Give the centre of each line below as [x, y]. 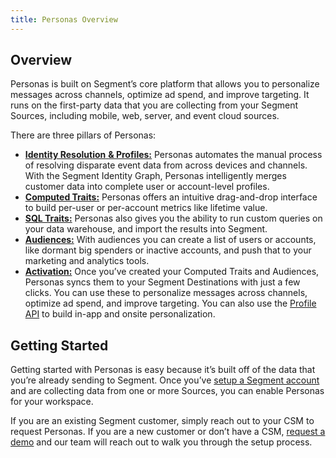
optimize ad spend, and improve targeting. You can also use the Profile [170, 303]
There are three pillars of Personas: [83, 135]
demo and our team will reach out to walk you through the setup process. [161, 442]
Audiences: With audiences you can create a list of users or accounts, [170, 240]
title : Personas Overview [64, 19]
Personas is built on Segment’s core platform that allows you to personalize [165, 84]
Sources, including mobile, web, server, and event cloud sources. [145, 116]
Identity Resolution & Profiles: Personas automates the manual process [173, 155]
